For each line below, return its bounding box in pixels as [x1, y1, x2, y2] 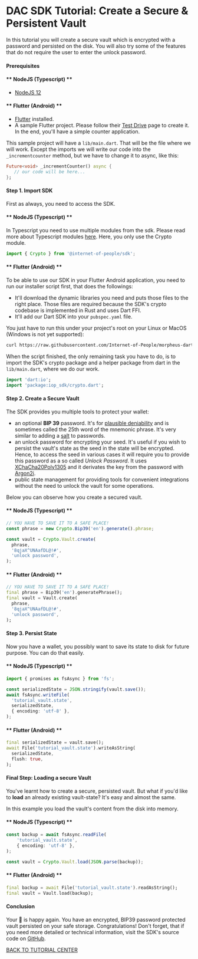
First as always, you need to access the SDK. [6, 200, 115, 207]
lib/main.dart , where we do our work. [6, 365, 100, 372]
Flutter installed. [14, 115, 54, 122]
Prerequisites [6, 62, 40, 69]
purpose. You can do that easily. [6, 649, 84, 656]
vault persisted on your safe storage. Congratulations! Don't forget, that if [6, 922, 184, 930]
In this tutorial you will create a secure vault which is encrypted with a [6, 36, 176, 43]
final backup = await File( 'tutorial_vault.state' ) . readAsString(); [6, 885, 178, 891]
